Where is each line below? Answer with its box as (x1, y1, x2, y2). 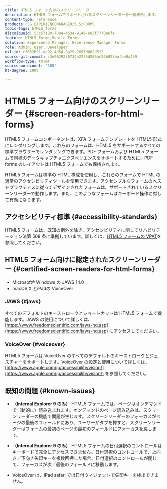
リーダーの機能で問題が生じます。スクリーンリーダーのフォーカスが (16, 413, 156, 419)
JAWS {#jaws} (5, 298, 41, 305)
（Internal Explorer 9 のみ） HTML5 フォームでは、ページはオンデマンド (12, 401, 162, 407)
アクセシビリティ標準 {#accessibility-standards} (5, 213, 158, 221)
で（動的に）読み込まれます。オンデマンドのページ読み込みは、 (12, 407, 144, 413)
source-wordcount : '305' (5, 63, 57, 68)
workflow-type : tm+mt (5, 59, 50, 64)
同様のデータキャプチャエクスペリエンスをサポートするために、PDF (13, 155, 153, 161)
